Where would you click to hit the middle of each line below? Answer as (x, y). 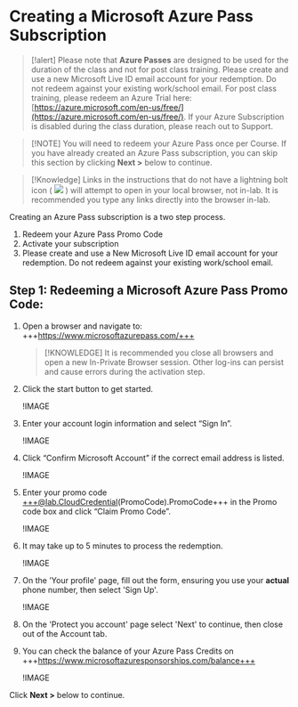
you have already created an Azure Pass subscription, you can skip (154, 152)
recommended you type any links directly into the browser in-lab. (151, 199)
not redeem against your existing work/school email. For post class (154, 88)
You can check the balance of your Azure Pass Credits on (128, 651)
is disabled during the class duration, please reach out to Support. (152, 126)
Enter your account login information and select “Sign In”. (127, 423)
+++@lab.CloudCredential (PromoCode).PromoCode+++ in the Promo (149, 501)
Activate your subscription (70, 243)
